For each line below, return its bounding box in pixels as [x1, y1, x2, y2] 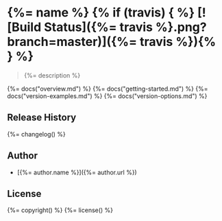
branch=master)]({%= [7, 34, 138, 49]
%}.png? [155, 19, 207, 35]
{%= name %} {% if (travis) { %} [7, 5, 195, 21]
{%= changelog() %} [7, 130, 66, 138]
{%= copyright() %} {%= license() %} [7, 206, 114, 214]
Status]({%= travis [43, 19, 153, 35]
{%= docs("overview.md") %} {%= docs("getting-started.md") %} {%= [7, 84, 208, 93]
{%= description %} [23, 71, 81, 80]
